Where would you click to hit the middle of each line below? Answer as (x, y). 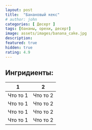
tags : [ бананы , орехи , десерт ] (38, 29)
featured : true (21, 43)
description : (19, 38)
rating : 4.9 (18, 52)
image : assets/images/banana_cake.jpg (46, 33)
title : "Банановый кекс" (32, 15)
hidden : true (19, 48)
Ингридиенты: (30, 73)
